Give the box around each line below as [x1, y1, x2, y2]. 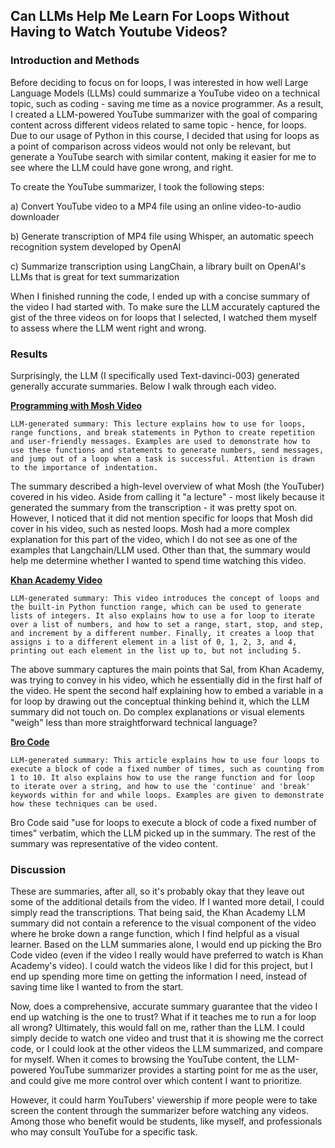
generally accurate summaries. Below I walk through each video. [10, 380, 277, 392]
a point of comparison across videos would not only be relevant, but [10, 140, 292, 152]
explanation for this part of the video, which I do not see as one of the [10, 533, 298, 545]
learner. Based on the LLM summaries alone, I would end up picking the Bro [10, 939, 322, 951]
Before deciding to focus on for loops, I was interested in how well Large [10, 76, 309, 88]
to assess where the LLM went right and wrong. [10, 322, 207, 334]
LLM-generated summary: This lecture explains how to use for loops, [10, 419, 307, 429]
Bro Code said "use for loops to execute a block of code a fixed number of [10, 816, 317, 828]
